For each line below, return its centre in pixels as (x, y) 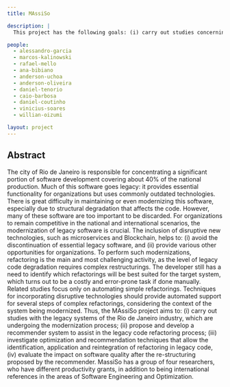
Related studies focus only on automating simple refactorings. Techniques (112, 289)
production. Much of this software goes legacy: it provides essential (103, 186)
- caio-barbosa (35, 96)
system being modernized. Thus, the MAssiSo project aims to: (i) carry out (112, 311)
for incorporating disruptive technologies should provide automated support (114, 296)
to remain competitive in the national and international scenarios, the (104, 223)
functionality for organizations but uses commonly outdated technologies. (111, 194)
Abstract (26, 155)
